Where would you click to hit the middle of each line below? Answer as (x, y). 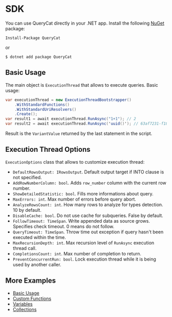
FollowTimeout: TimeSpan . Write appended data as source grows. (81, 221)
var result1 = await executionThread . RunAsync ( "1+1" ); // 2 (71, 119)
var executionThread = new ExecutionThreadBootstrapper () (68, 100)
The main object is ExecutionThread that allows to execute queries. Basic (82, 85)
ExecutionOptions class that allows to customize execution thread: (75, 162)
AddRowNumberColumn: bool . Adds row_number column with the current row (89, 183)
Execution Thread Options (48, 150)
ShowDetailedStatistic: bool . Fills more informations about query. (83, 193)
